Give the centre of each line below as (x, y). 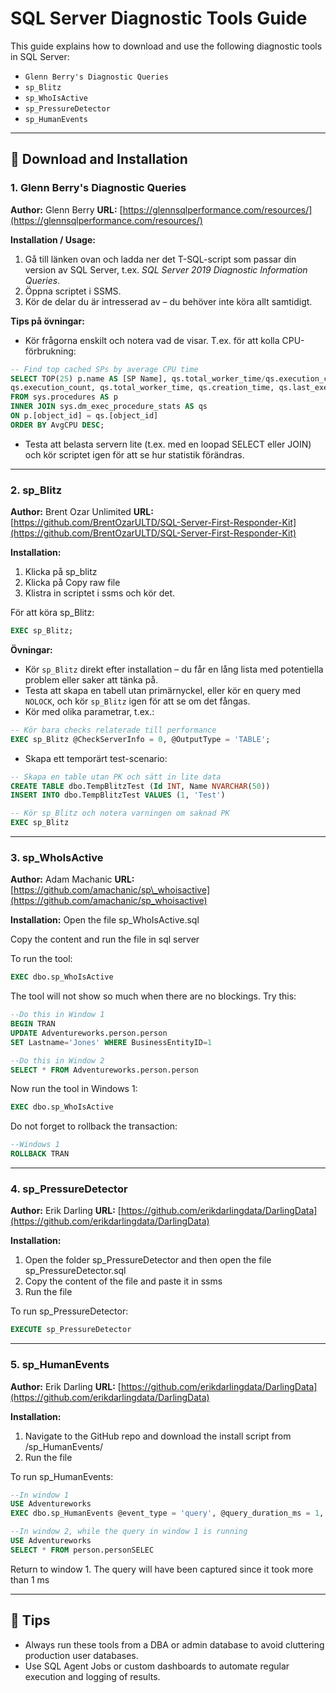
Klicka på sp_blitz (61, 572)
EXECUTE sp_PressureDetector (71, 1330)
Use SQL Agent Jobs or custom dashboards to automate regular (157, 1666)
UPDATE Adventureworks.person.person (89, 1033)
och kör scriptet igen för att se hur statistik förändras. (134, 454)
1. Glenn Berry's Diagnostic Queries (98, 188)
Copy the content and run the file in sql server (105, 939)
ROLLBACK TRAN (40, 1154)
